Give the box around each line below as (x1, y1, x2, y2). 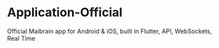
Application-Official (7, 5, 123, 20)
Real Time (7, 34, 36, 42)
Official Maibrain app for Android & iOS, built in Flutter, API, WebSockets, (7, 27, 213, 35)
